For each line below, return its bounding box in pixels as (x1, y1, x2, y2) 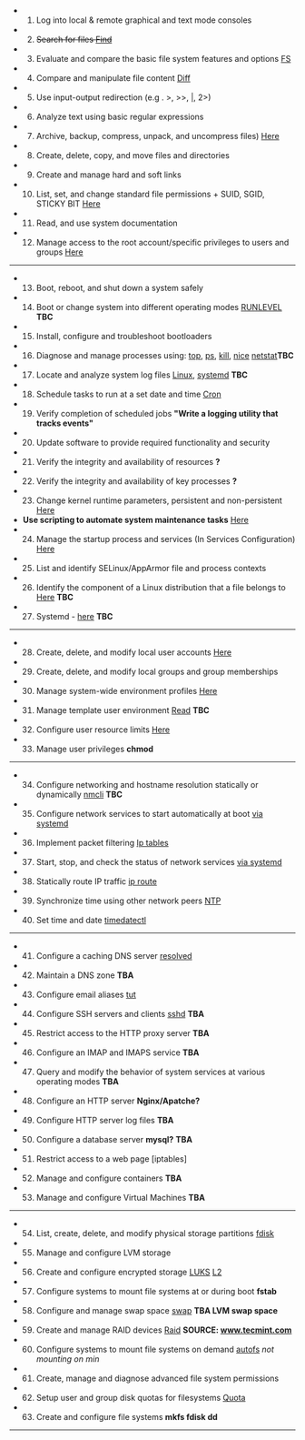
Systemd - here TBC (35, 611, 113, 621)
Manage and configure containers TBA (35, 1173, 182, 1183)
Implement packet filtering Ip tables (35, 838, 170, 848)
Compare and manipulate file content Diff (35, 73, 191, 83)
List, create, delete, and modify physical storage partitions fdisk (35, 1228, 275, 1238)
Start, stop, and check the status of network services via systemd (35, 857, 283, 867)
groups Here (35, 247, 84, 257)
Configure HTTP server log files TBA (35, 1115, 174, 1125)
